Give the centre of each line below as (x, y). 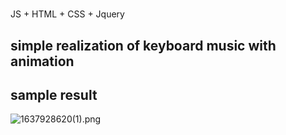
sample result (54, 94)
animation (42, 61)
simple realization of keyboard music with (143, 45)
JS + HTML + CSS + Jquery (67, 14)
